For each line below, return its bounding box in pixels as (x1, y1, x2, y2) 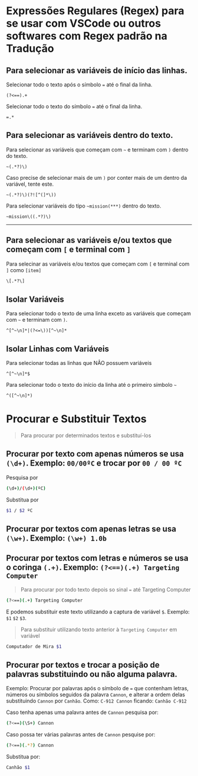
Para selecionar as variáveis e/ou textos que (6, 235, 172, 245)
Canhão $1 (6, 765, 31, 771)
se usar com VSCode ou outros (6, 17, 161, 30)
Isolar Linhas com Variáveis (6, 344, 109, 354)
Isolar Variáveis (6, 294, 64, 304)
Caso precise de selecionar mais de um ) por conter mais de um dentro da (6, 174, 187, 181)
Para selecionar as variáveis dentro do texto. (6, 130, 173, 140)
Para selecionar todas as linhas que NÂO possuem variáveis (6, 360, 152, 367)
